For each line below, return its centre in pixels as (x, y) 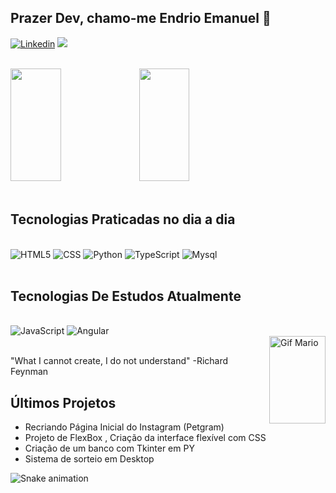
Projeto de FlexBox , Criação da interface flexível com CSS (145, 438)
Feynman (29, 372)
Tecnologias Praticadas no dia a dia (123, 219)
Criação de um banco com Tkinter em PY (109, 448)
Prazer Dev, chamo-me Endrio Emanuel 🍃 (141, 18)
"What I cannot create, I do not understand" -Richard (119, 361)
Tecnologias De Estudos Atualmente (126, 296)
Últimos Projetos (63, 402)
